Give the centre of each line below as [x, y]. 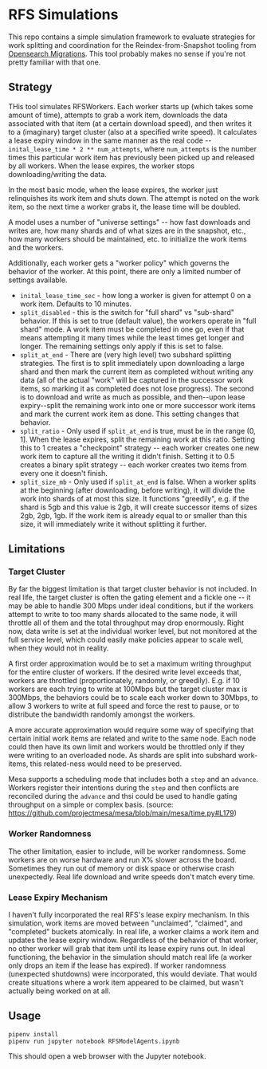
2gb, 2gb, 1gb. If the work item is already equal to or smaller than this [133, 515]
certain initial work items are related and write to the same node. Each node [132, 738]
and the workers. [36, 247]
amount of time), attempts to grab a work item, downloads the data [118, 115]
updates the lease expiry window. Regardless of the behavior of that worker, [133, 940]
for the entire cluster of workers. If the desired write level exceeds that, [125, 672]
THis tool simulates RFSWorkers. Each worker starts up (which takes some [131, 106]
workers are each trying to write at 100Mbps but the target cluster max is [128, 689]
